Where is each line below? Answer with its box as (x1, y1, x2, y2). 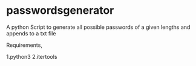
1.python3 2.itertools (6, 53, 57, 60)
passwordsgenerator (6, 4, 114, 17)
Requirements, (6, 41, 42, 49)
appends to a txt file (6, 29, 56, 37)
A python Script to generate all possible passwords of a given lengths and (6, 23, 191, 31)
